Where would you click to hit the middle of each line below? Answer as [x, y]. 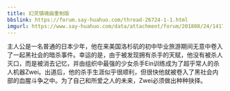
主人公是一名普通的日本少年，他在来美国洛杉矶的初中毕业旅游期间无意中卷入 [115, 47]
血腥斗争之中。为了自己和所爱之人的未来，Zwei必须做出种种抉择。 [113, 81]
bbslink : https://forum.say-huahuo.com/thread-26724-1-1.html [98, 20]
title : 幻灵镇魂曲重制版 [38, 13]
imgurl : [18, 26]
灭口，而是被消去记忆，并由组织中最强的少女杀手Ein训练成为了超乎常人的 [111, 64]
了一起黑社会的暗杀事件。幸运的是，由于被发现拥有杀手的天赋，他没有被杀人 [115, 55]
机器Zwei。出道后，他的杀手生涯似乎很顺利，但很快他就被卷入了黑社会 [113, 72]
